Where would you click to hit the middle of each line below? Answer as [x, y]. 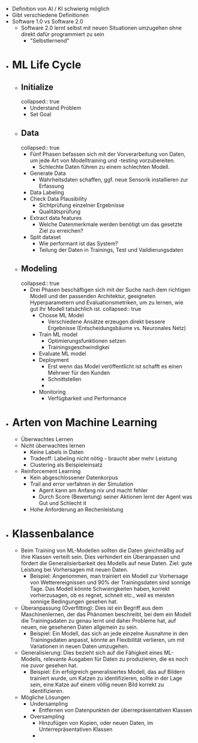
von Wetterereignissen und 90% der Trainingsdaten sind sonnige [110, 582]
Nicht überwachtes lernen [53, 445]
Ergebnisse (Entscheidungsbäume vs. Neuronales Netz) [117, 328]
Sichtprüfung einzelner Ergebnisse [82, 205]
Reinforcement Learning [51, 471]
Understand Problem [55, 108]
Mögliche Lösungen [45, 697]
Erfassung [51, 186]
